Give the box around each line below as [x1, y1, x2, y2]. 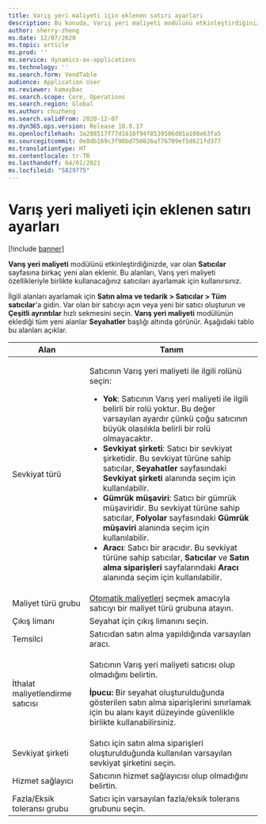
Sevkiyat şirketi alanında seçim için [102, 472, 236, 483]
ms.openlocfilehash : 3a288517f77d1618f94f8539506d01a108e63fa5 [8, 129, 222, 137]
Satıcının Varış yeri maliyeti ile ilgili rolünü [89, 365, 242, 376]
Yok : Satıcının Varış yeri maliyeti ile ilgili [102, 393, 249, 404]
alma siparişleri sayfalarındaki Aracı [102, 561, 239, 572]
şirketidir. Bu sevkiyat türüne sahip [102, 452, 231, 464]
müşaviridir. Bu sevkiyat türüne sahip [102, 502, 240, 513]
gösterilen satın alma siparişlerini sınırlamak [89, 696, 252, 707]
